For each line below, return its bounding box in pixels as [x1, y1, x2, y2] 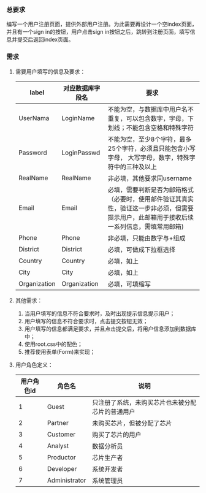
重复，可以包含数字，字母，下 [107, 114, 194, 123]
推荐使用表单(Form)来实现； [24, 348, 96, 355]
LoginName [61, 113, 95, 122]
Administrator [47, 476, 86, 484]
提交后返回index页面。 [17, 36, 74, 44]
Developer [47, 464, 77, 473]
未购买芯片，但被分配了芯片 [91, 419, 172, 427]
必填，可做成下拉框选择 [107, 245, 176, 254]
